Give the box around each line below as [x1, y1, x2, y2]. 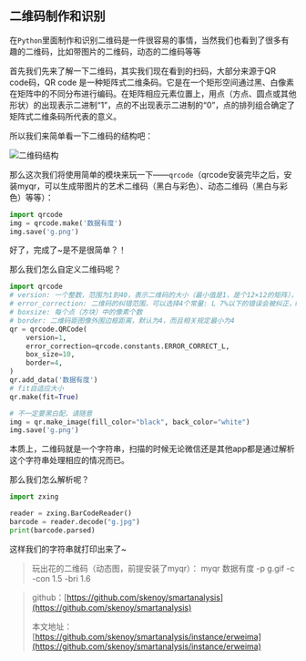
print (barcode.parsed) [9, 525, 96, 535]
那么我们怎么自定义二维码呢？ [9, 263, 121, 275]
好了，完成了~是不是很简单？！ [9, 244, 127, 255]
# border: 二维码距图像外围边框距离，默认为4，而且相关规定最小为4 [9, 315, 235, 325]
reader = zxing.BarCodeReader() [9, 509, 132, 518]
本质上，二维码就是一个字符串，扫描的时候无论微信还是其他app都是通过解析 [9, 443, 296, 454]
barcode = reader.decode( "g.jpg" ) [9, 518, 141, 527]
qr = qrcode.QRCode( [9, 325, 88, 334]
